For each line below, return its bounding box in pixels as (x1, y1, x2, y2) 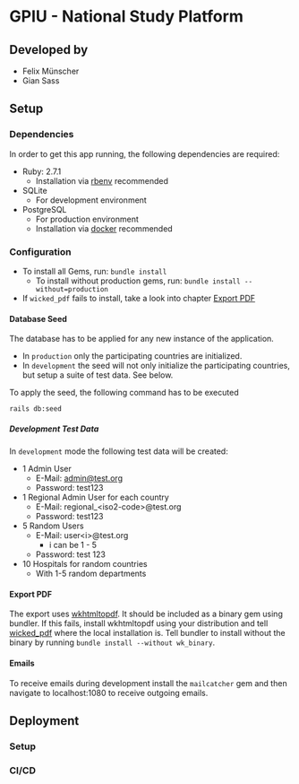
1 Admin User (21, 464, 72, 475)
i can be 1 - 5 (48, 540, 97, 551)
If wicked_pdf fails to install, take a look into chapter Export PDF (21, 292, 256, 303)
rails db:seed (9, 405, 63, 414)
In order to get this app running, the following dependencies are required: (9, 148, 280, 159)
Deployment (9, 713, 80, 728)
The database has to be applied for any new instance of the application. (9, 334, 275, 344)
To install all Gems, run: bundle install (21, 266, 167, 276)
